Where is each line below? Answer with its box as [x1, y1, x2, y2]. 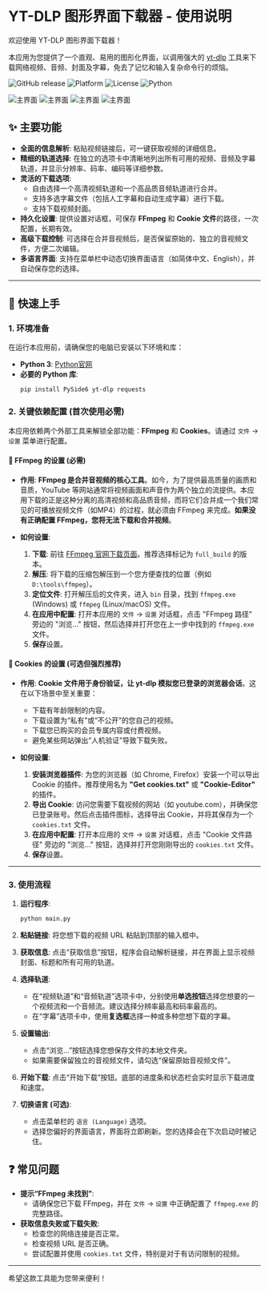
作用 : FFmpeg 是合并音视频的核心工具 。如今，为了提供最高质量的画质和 [19, 474, 258, 485]
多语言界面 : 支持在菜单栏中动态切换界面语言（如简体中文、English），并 [19, 253, 255, 263]
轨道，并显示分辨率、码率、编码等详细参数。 [19, 163, 168, 173]
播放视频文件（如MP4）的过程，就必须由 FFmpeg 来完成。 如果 [41, 505, 250, 514]
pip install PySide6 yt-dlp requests [19, 385, 147, 393]
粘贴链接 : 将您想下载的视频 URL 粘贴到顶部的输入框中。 [19, 930, 203, 940]
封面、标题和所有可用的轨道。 [19, 957, 118, 967]
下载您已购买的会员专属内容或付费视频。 [31, 726, 166, 736]
